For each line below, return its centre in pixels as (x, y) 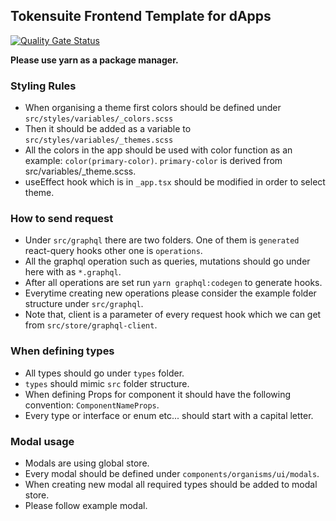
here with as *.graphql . (73, 272)
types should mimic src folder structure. (107, 383)
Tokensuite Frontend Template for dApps (141, 16)
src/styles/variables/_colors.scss (99, 119)
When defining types (62, 351)
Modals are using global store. (87, 463)
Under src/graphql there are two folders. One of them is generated (162, 240)
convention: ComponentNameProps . (92, 405)
